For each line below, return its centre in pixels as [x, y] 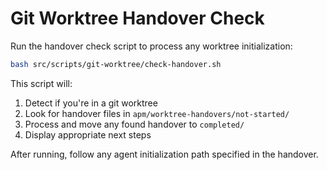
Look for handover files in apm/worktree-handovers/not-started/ [157, 113]
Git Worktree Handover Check [137, 18]
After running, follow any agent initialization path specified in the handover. [164, 154]
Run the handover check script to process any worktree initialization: [151, 46]
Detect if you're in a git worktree [91, 103]
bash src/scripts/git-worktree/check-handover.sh [116, 64]
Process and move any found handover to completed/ [134, 124]
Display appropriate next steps [88, 134]
